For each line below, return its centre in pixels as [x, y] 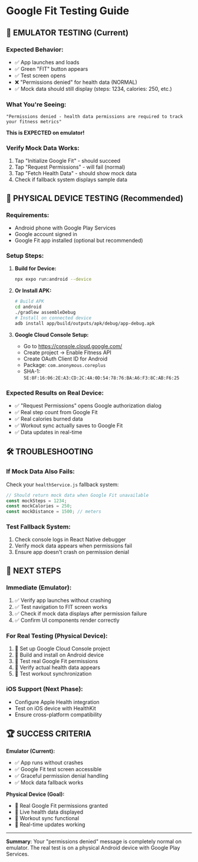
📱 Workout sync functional [47, 818]
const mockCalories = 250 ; [39, 506]
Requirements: [28, 215]
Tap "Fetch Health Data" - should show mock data [76, 173]
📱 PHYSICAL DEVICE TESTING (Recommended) [95, 198]
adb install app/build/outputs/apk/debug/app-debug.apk [85, 323]
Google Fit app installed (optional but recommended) [79, 241]
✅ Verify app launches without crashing [63, 601]
